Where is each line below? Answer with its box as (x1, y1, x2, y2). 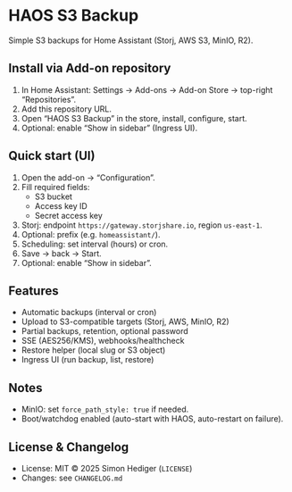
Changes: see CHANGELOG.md (21, 472, 123, 483)
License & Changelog (8, 439, 129, 454)
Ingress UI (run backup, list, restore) (21, 354, 154, 365)
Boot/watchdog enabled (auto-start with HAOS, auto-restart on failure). (21, 413, 284, 424)
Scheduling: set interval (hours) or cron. (21, 238, 169, 249)
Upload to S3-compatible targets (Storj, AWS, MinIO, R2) (21, 316, 229, 327)
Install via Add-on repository (8, 61, 171, 76)
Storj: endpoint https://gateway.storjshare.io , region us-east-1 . (21, 220, 263, 230)
